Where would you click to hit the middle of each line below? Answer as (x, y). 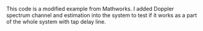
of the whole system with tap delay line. (56, 22)
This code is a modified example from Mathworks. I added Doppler (90, 9)
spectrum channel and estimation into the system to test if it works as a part (101, 15)
